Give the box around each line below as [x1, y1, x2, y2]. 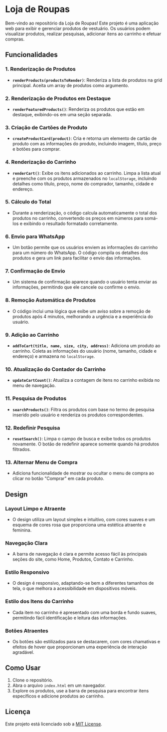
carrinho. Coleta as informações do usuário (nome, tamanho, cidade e [12, 348, 157, 354]
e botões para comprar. [12, 146, 61, 152]
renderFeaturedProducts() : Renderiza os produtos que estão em [12, 106, 145, 112]
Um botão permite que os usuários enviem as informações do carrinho [12, 245, 158, 251]
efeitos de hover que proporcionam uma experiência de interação [12, 644, 148, 650]
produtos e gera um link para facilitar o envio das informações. [12, 255, 142, 261]
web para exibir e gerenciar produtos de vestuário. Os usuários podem [5, 25, 151, 31]
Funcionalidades [5, 51, 58, 59]
